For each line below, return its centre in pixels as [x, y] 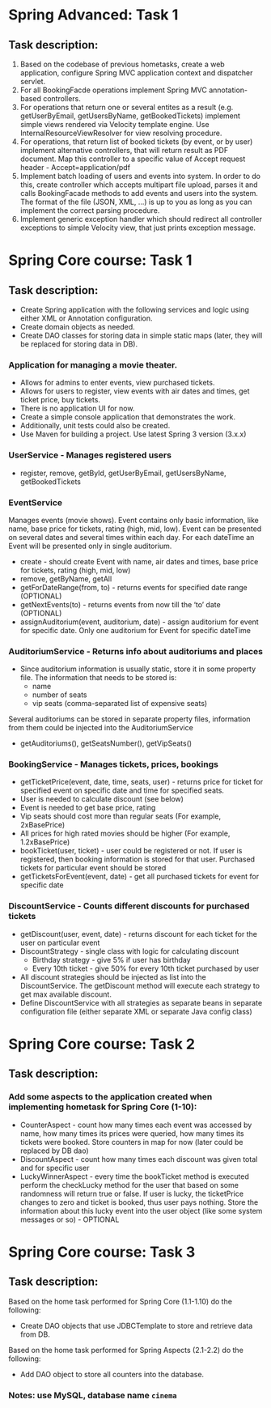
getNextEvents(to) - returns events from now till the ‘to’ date [120, 604]
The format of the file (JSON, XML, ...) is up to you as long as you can [136, 202]
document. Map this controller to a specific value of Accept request [133, 159]
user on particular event [60, 942]
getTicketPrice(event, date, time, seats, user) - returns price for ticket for [142, 782]
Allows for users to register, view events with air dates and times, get [135, 391]
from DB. [35, 1334]
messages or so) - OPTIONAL [70, 1219]
